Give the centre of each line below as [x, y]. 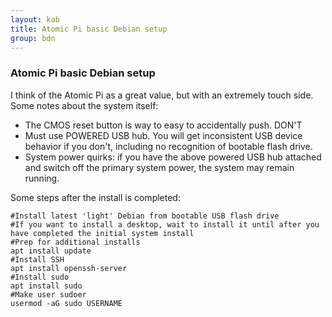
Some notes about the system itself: [84, 105]
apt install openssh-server [69, 268]
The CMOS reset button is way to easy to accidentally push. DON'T [163, 125]
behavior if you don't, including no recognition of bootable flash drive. [168, 146]
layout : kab [35, 19]
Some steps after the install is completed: [95, 197]
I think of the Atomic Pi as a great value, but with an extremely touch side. [162, 95]
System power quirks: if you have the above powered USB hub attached [173, 157]
